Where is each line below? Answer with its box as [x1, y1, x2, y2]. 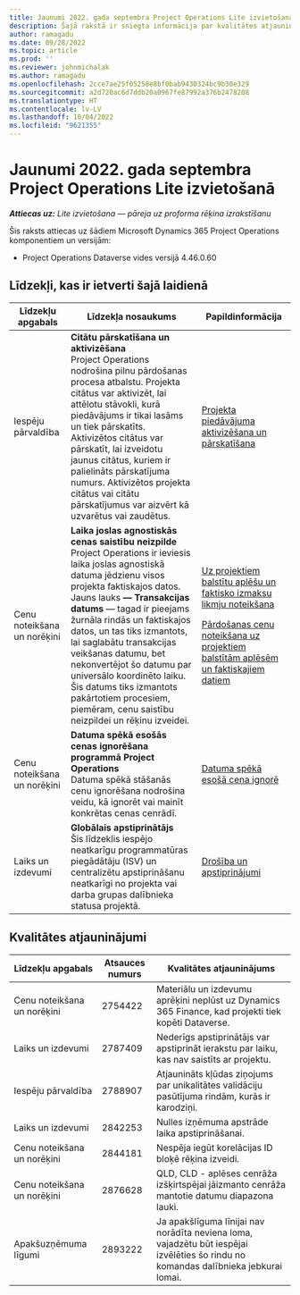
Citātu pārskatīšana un [70, 331, 170, 343]
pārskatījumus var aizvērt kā [70, 498, 189, 510]
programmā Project [70, 751, 154, 763]
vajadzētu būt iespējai [155, 1237, 248, 1249]
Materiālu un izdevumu [155, 982, 253, 995]
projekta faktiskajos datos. [70, 580, 181, 593]
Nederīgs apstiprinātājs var [155, 1030, 271, 1043]
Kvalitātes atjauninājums [167, 962, 275, 974]
